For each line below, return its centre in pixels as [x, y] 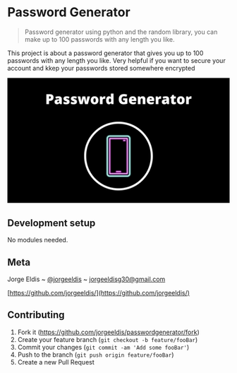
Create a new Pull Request [56, 362]
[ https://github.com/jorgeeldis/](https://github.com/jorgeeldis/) [99, 293]
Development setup [51, 223]
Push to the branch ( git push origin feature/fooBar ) [96, 355]
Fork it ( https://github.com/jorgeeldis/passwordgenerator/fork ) [108, 332]
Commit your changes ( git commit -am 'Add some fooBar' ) [103, 347]
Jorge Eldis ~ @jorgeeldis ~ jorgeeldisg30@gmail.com [86, 279]
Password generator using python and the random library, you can [121, 32]
